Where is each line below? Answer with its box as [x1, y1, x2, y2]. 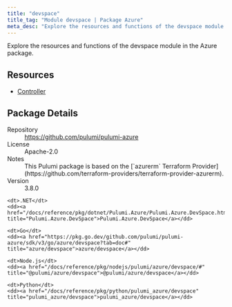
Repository [7, 125, 38, 134]
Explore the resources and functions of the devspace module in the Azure [7, 42, 217, 50]
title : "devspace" [7, 10, 60, 17]
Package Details [7, 107, 78, 119]
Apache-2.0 [24, 147, 59, 156]
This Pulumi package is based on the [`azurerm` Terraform [24, 162, 191, 170]
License [7, 140, 30, 148]
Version [7, 177, 29, 184]
